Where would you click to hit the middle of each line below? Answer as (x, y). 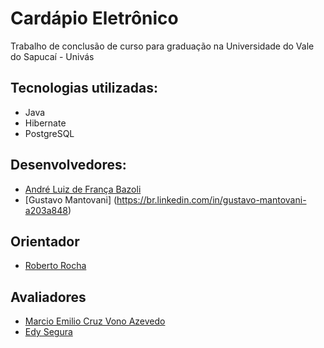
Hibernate (45, 123)
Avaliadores (48, 297)
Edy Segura (48, 332)
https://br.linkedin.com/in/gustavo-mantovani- (211, 199)
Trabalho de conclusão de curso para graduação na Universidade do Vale (162, 46)
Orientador (45, 241)
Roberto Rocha (55, 266)
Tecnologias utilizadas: (84, 88)
